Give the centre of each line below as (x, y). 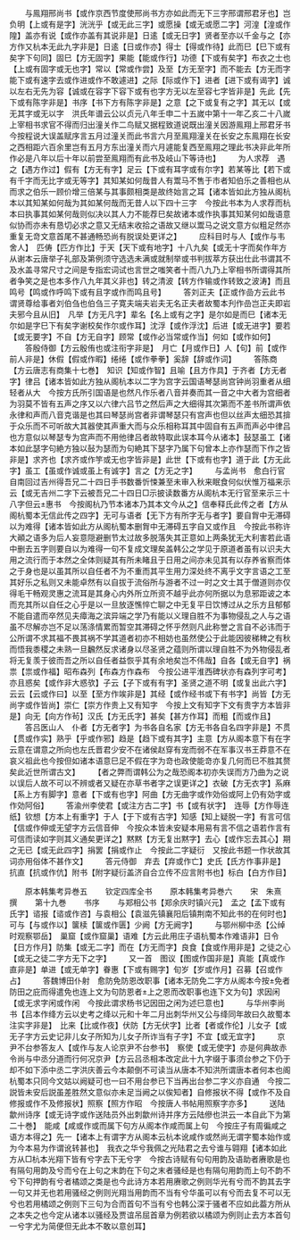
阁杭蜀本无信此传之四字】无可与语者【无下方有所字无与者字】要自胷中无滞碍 (150, 515)
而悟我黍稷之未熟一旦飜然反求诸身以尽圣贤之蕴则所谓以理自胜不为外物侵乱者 (150, 649)
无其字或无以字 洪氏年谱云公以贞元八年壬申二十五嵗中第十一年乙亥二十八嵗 (150, 113)
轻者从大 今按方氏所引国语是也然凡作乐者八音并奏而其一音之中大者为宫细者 (150, 392)
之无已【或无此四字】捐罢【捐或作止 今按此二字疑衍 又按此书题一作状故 (146, 850)
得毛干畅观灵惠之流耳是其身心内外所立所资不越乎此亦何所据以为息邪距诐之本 (150, 593)
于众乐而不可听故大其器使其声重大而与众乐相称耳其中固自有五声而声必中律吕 (150, 426)
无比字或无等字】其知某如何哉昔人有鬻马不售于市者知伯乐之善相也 (161, 180)
